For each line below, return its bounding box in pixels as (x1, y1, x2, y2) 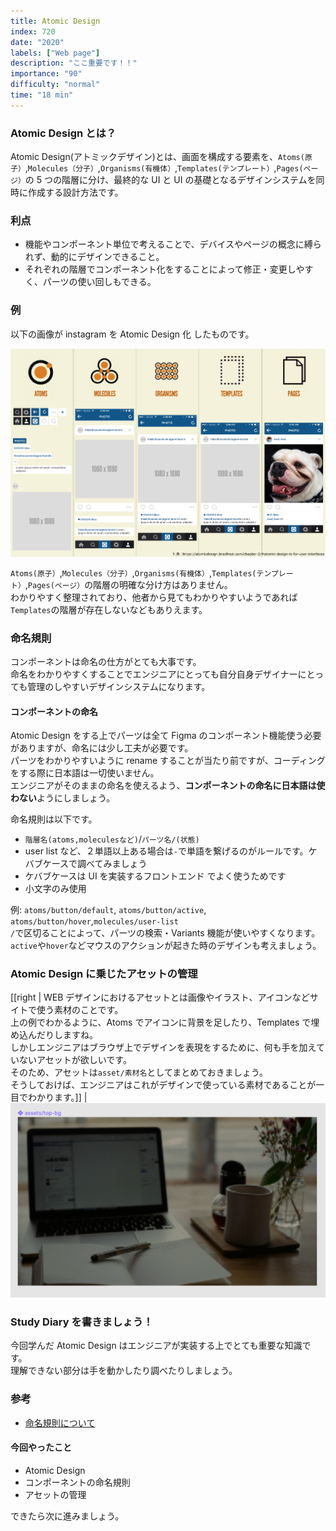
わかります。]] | (27, 1091, 88, 1104)
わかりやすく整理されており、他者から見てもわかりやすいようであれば (10, 591, 298, 603)
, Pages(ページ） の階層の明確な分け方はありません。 (24, 578, 233, 590)
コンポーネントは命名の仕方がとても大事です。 (10, 655, 202, 667)
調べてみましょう (77, 858, 148, 870)
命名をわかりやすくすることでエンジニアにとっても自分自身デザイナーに (10, 668, 307, 680)
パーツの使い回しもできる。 (42, 276, 157, 288)
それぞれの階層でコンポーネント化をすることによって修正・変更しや (24, 263, 305, 275)
